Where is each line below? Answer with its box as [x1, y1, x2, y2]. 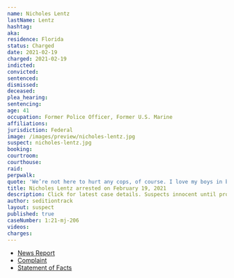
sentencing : [7, 101, 42, 108]
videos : [7, 223, 30, 230]
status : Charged [7, 42, 54, 49]
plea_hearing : [7, 95, 49, 101]
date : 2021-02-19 [7, 49, 58, 56]
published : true [7, 211, 54, 218]
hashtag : [7, 23, 33, 30]
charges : [7, 230, 33, 237]
